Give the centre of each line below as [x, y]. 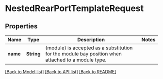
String [33, 54]
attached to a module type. [76, 60]
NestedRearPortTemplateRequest [74, 8]
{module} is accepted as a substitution [89, 48]
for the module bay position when [84, 54]
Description [91, 40]
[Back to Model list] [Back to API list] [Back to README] [61, 72]
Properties [21, 26]
